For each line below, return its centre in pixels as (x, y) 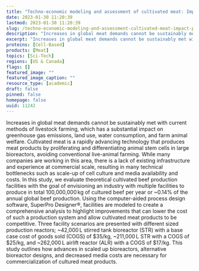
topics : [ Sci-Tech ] (30, 56)
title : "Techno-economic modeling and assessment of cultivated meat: (95, 12)
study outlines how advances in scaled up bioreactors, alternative (86, 249)
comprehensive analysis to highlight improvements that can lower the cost (97, 211)
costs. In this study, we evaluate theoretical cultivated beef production (92, 179)
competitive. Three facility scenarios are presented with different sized (92, 223)
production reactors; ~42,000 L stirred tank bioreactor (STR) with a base (94, 230)
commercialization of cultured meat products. (62, 261)
